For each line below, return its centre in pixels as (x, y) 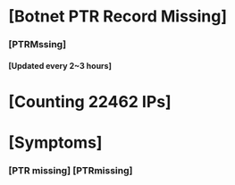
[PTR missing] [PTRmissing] (71, 170)
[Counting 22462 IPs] (90, 101)
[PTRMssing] (38, 45)
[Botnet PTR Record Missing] (118, 17)
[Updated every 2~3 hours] (60, 65)
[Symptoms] (55, 143)
